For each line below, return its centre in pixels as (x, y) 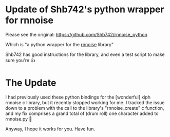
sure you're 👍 (20, 60)
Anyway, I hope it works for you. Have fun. (50, 129)
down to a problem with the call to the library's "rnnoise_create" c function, (85, 108)
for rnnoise (30, 20)
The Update (31, 83)
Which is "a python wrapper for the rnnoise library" (60, 44)
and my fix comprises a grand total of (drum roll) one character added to (82, 113)
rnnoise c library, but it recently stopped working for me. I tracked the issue (85, 102)
